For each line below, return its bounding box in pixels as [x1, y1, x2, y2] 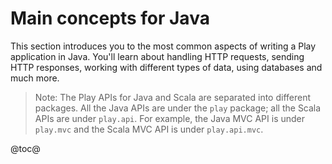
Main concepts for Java [10, 7, 210, 30]
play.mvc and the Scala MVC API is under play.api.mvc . [34, 123, 264, 135]
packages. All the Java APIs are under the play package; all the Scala [34, 102, 322, 114]
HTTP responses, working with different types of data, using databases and [10, 61, 323, 73]
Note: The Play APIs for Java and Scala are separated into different [34, 91, 312, 103]
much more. [10, 72, 60, 84]
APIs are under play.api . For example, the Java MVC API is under [34, 112, 306, 124]
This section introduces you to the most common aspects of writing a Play [10, 40, 317, 52]
